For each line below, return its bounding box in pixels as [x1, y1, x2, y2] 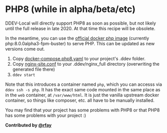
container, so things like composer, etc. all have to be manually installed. [5, 97, 154, 103]
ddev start [12, 72, 36, 77]
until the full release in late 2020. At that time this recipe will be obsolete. [5, 25, 155, 31]
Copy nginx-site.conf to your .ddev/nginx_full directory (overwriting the [12, 61, 159, 67]
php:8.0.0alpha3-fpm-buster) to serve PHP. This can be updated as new [5, 40, 155, 46]
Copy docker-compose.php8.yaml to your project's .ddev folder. [12, 55, 145, 61]
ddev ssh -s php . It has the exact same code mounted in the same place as [5, 86, 160, 92]
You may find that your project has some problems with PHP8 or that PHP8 [5, 107, 160, 113]
